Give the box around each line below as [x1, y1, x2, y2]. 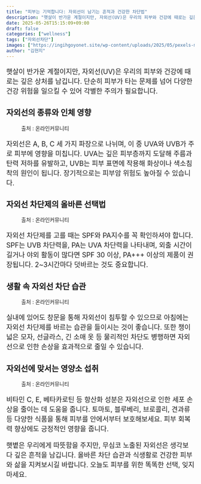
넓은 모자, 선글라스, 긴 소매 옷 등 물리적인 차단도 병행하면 [6, 333, 176, 342]
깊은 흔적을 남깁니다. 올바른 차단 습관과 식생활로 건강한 [14, 451, 178, 459]
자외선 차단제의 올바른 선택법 [6, 199, 106, 209]
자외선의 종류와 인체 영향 [6, 107, 92, 118]
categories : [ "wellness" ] [6, 31, 71, 37]
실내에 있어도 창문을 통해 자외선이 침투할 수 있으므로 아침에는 [6, 313, 189, 322]
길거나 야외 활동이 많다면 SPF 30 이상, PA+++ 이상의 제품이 [6, 251, 186, 260]
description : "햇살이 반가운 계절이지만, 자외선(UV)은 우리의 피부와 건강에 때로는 [6, 14, 187, 20]
